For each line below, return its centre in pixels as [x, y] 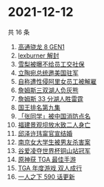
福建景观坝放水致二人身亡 [54, 125]
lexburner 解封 [38, 55]
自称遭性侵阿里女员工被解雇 [57, 81]
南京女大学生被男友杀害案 [54, 142]
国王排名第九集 [39, 107]
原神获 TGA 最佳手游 [47, 159]
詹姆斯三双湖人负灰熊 [48, 90]
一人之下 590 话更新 [46, 177]
